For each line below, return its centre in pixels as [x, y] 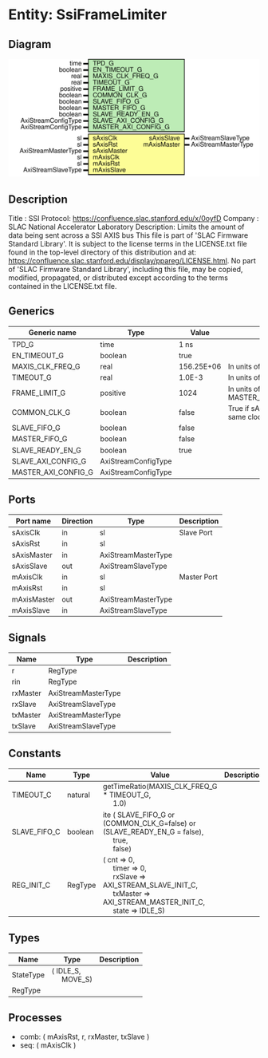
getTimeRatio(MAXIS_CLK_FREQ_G [160, 787]
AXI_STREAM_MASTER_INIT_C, [154, 902]
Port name [33, 521]
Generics [32, 312]
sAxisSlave [30, 566]
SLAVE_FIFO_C [36, 831]
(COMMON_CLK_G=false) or [149, 823]
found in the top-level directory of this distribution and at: [102, 252]
